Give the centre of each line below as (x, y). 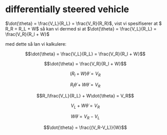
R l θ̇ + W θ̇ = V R (85, 85)
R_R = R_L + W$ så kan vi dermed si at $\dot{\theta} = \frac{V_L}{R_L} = (81, 28)
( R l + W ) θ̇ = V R (85, 74)
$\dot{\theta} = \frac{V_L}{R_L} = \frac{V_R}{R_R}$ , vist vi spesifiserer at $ (84, 23)
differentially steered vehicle (67, 9)
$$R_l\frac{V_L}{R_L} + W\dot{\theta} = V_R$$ (85, 95)
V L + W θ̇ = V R (85, 106)
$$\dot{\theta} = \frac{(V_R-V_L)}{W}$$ (85, 127)
